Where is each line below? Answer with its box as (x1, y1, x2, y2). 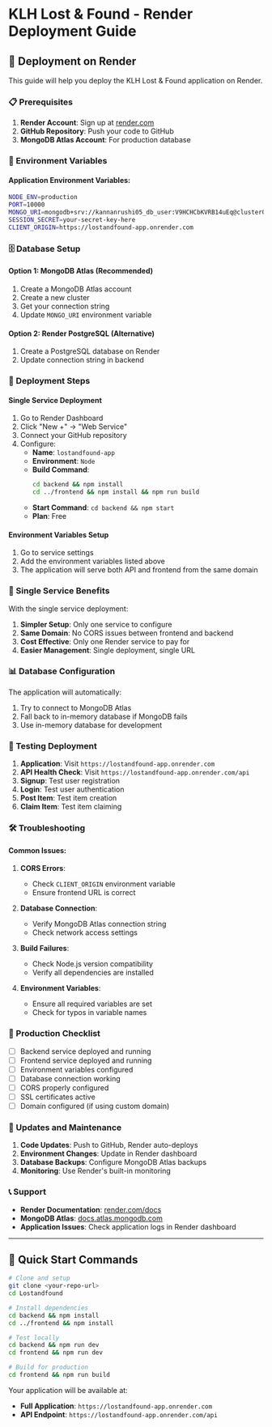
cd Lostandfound (8, 1289, 63, 1297)
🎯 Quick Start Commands (8, 1252, 138, 1267)
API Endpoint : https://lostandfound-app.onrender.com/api (19, 1409, 219, 1419)
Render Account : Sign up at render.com (19, 118, 155, 128)
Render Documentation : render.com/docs (19, 1204, 162, 1214)
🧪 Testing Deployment (8, 740, 97, 751)
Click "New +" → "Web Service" (19, 422, 128, 431)
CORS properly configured (19, 1082, 109, 1093)
